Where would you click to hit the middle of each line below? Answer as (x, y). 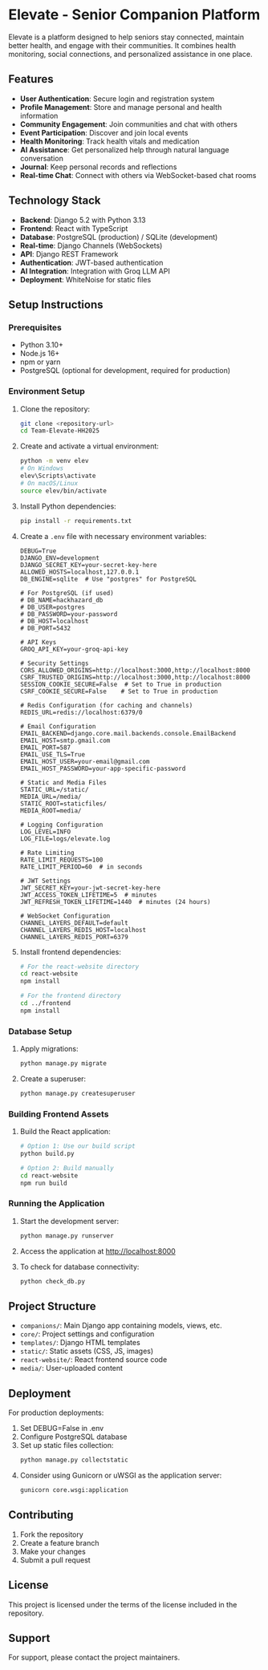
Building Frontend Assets (59, 1114)
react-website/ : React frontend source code (93, 1360)
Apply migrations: (49, 1049)
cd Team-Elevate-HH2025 (60, 431)
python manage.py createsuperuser (77, 1093)
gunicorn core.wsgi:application (74, 1490)
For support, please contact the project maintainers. (94, 1657)
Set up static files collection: (67, 1445)
